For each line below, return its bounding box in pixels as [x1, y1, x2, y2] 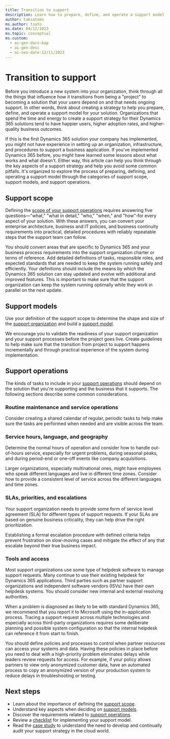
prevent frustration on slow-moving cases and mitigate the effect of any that [5, 537, 165, 543]
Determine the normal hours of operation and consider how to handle [5, 445, 151, 451]
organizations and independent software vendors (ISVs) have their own [5, 583, 154, 589]
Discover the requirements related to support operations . [12, 711, 132, 718]
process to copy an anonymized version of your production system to [5, 667, 151, 674]
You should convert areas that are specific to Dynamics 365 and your [5, 244, 150, 250]
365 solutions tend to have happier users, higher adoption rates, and [5, 121, 149, 127]
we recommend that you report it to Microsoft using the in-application [5, 609, 151, 615]
